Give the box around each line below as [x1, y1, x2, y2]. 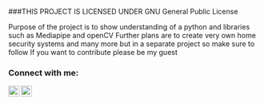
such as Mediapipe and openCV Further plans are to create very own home [8, 31, 256, 40]
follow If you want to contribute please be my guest [8, 48, 178, 56]
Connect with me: [8, 67, 79, 78]
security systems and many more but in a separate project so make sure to [8, 39, 255, 49]
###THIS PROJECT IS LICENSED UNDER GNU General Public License [8, 7, 238, 16]
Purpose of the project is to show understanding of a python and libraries [8, 22, 250, 31]
